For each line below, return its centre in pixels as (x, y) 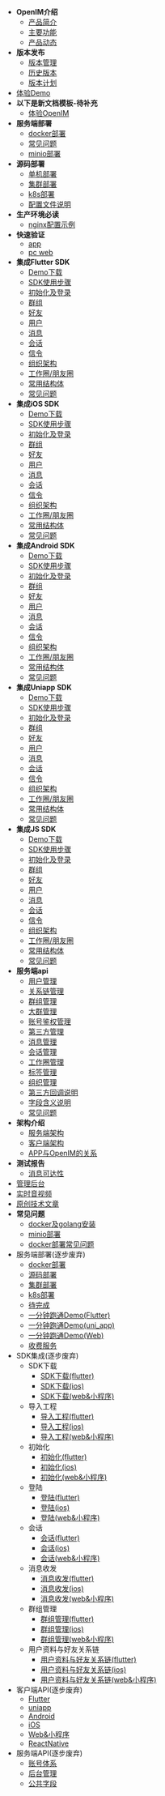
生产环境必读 (37, 214)
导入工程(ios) (62, 1427)
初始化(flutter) (63, 1457)
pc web (41, 252)
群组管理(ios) (62, 1629)
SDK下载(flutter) (67, 1376)
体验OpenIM (49, 113)
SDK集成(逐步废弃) (47, 1356)
